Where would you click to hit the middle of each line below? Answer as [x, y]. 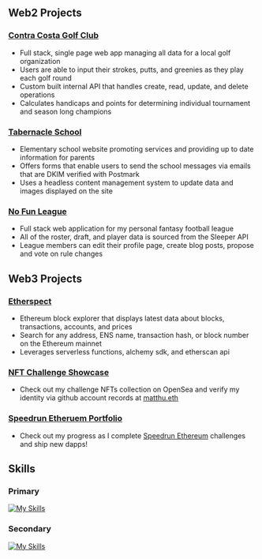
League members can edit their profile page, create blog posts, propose [137, 246]
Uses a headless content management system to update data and [127, 182]
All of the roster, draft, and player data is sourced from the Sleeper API [134, 237]
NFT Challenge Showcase [58, 372]
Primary [24, 491]
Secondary [30, 529]
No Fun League [37, 211]
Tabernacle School [45, 132]
